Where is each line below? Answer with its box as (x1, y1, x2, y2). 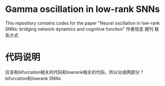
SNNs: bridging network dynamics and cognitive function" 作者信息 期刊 (5, 26, 154, 32)
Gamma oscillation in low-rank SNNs (5, 3, 160, 15)
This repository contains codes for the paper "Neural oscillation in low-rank (5, 20, 161, 26)
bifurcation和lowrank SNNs (5, 75, 61, 81)
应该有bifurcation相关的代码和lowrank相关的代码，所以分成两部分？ (5, 69, 145, 75)
